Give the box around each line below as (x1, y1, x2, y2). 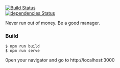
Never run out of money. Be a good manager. (5, 20, 101, 26)
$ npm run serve (5, 48, 40, 53)
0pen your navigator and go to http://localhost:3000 (5, 57, 115, 63)
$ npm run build (5, 44, 40, 49)
